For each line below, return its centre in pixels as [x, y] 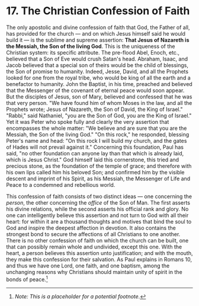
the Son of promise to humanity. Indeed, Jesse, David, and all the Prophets [97, 71]
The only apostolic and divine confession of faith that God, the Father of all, [98, 27]
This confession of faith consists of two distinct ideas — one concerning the [99, 196]
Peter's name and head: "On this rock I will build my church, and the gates [97, 141]
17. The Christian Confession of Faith [98, 11]
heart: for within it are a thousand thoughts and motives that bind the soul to [99, 221]
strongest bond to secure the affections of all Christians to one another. [93, 234]
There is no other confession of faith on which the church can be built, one [97, 240]
